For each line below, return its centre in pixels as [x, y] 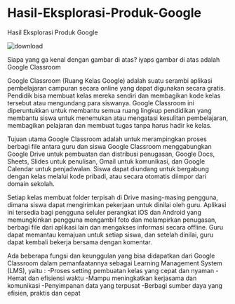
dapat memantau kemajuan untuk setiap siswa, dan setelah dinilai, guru [110, 234]
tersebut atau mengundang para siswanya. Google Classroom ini [101, 103]
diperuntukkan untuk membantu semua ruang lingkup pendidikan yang [109, 110]
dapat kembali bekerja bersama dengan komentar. [80, 242]
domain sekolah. [31, 183]
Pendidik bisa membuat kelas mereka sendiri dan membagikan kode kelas [114, 95]
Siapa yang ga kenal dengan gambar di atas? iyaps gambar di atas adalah [114, 59]
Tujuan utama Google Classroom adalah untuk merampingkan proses [107, 139]
